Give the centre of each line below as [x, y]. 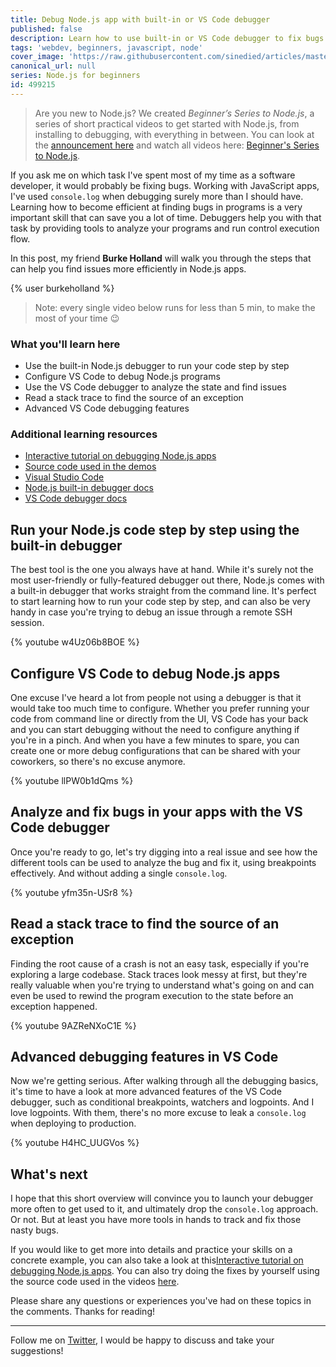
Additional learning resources [84, 434]
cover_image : [37, 57]
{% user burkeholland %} [62, 288]
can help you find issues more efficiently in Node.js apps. [128, 268]
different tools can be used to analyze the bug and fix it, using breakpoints [163, 862]
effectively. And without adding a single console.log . [119, 873]
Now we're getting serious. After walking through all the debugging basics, [164, 1081]
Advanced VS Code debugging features [107, 408]
